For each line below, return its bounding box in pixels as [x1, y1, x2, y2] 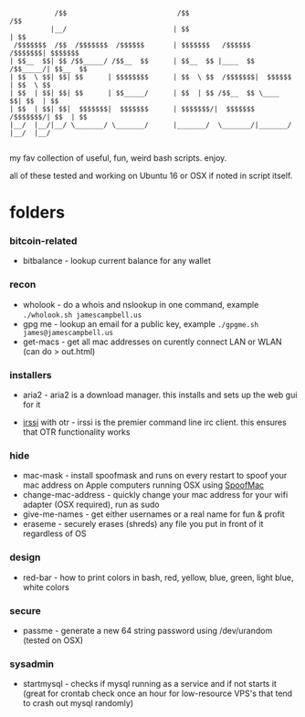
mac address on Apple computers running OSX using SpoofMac [22, 480, 265, 490]
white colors [22, 581, 70, 593]
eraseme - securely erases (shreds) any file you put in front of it [22, 519, 264, 530]
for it [22, 399, 41, 410]
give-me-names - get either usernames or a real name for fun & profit [22, 509, 285, 520]
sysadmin [9, 658, 55, 670]
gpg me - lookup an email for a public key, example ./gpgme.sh [22, 318, 259, 329]
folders [9, 202, 66, 223]
